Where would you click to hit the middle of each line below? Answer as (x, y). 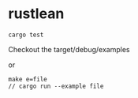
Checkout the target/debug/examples (69, 49)
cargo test (26, 35)
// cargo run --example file (56, 86)
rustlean (36, 14)
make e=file (28, 79)
